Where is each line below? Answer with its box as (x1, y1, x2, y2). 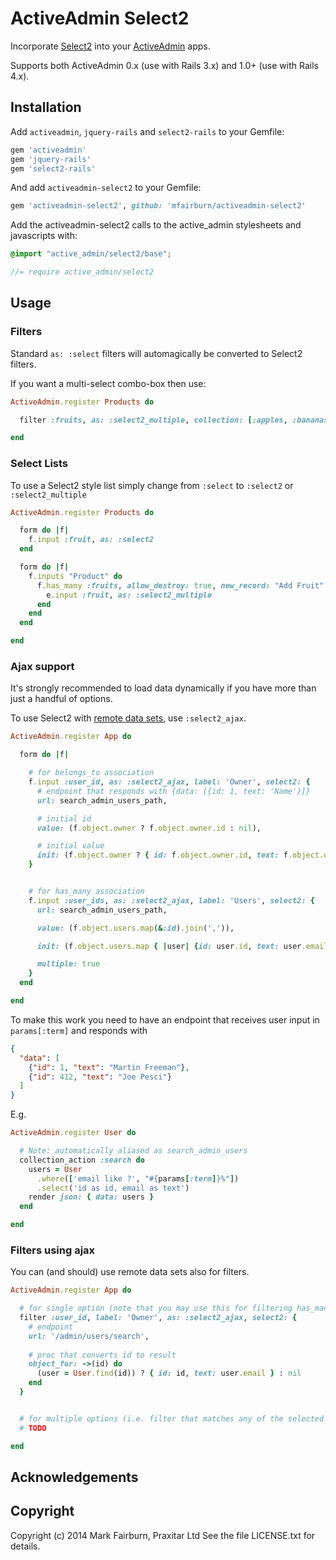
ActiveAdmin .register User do (10, 1128, 137, 1138)
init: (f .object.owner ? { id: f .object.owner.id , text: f (36, 850, 288, 861)
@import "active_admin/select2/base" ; (10, 249, 172, 259)
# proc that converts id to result (28, 1350, 177, 1360)
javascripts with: (10, 230, 78, 242)
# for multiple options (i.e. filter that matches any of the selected (19, 1413, 325, 1424)
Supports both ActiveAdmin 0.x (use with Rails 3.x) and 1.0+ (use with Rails (10, 59, 319, 71)
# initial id (36, 813, 92, 824)
